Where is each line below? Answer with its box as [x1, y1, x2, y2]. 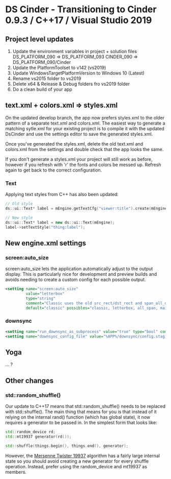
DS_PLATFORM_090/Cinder [12, 59, 71, 65]
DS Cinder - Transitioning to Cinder [5, 4, 157, 15]
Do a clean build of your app [12, 86, 72, 92]
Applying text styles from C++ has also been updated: [5, 191, 119, 198]
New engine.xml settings [5, 238, 87, 247]
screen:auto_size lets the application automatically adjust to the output [5, 266, 153, 272]
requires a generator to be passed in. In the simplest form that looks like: [5, 420, 157, 426]
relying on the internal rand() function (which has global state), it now [5, 414, 151, 420]
